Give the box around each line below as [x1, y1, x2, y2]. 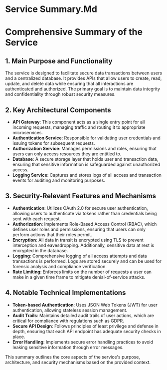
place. [12, 334, 25, 340]
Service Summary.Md [5, 3, 97, 15]
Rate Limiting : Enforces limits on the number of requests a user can [12, 269, 152, 275]
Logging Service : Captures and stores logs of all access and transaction [12, 172, 162, 178]
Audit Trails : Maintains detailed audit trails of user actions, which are [12, 312, 155, 318]
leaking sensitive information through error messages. [12, 344, 124, 350]
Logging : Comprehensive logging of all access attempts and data [12, 253, 147, 259]
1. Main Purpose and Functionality [5, 56, 113, 65]
